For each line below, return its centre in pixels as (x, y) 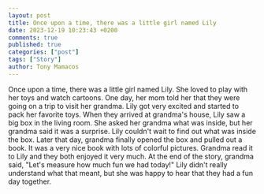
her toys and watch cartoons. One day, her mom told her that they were (124, 97)
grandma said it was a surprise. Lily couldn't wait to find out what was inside (132, 131)
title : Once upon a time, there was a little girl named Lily (112, 23)
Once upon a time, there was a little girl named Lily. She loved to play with (128, 89)
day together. (30, 181)
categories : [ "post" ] (44, 52)
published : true (35, 45)
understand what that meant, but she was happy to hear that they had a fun (131, 173)
